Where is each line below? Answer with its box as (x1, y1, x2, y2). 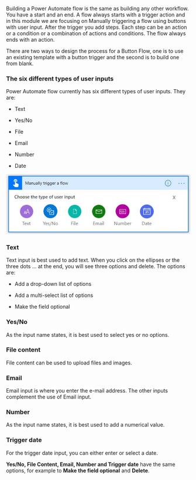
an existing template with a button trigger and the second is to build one (6, 54, 180, 60)
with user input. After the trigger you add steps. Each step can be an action (6, 23, 187, 31)
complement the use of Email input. (6, 393, 92, 401)
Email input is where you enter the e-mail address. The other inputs (6, 387, 169, 394)
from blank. (6, 60, 34, 67)
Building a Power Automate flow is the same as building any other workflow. (6, 5, 189, 12)
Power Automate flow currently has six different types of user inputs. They (6, 88, 186, 95)
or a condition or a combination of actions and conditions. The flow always (6, 30, 186, 37)
